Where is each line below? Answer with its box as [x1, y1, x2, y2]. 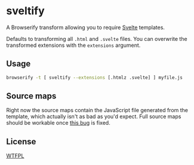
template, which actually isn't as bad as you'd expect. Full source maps [6, 113, 181, 120]
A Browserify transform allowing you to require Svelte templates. [6, 24, 165, 31]
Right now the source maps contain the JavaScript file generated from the [6, 107, 189, 114]
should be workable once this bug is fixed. [6, 119, 110, 126]
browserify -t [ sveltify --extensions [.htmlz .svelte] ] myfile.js [6, 74, 183, 81]
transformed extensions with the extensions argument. [6, 42, 141, 49]
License [6, 137, 36, 147]
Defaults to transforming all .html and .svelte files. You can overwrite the [6, 35, 187, 42]
